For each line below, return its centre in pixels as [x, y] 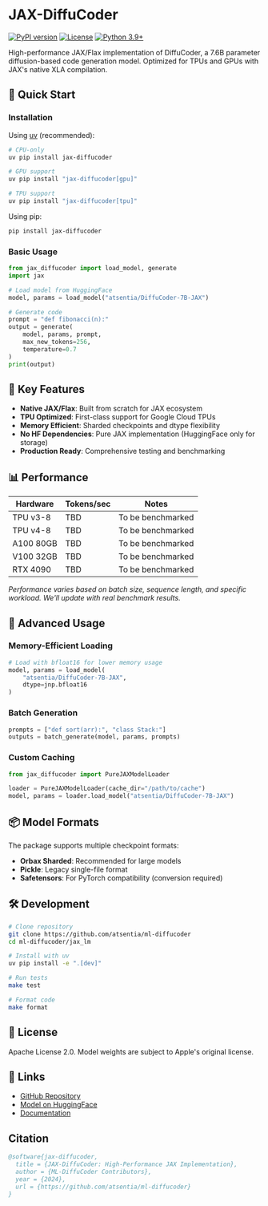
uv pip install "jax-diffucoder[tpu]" [73, 201]
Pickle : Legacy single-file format [74, 870]
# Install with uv [39, 956]
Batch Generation [43, 713]
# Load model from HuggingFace [60, 290]
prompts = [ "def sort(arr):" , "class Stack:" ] [87, 730]
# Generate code [35, 312]
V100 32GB [35, 556]
